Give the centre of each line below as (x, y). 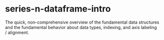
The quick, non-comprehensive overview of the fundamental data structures (82, 22)
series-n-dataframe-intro (58, 9)
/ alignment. (17, 32)
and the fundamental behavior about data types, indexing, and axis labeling (81, 27)
